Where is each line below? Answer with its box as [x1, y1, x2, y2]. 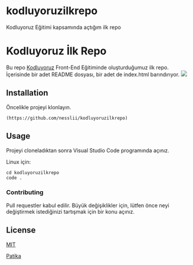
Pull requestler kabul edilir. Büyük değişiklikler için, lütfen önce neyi [6, 202, 169, 209]
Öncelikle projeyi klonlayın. [6, 103, 71, 110]
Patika [6, 252, 22, 259]
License [6, 225, 36, 235]
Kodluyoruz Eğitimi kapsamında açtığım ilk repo [6, 24, 121, 31]
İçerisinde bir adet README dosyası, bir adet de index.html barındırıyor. [6, 71, 180, 78]
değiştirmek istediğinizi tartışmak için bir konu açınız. [6, 208, 135, 215]
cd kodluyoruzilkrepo [6, 169, 60, 175]
